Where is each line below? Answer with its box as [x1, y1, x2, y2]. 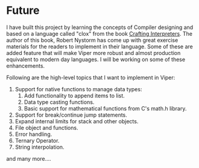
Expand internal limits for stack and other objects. [14, 117, 139, 124]
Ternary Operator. [14, 137, 60, 144]
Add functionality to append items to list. [24, 92, 125, 99]
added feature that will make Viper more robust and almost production [6, 49, 181, 56]
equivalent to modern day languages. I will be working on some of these [6, 56, 186, 63]
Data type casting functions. [24, 98, 95, 106]
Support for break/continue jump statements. [14, 111, 128, 118]
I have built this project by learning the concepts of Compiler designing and [6, 24, 194, 31]
